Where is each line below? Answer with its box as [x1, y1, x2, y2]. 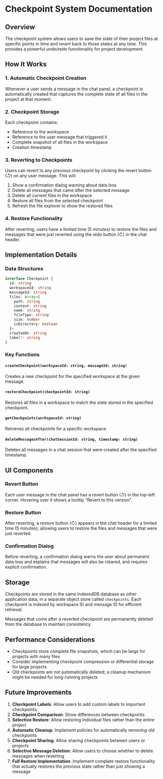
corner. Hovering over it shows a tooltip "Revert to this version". [5, 497, 133, 503]
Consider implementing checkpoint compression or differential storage [12, 659, 154, 665]
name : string [14, 308, 40, 313]
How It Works [5, 60, 47, 69]
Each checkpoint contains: [5, 119, 58, 125]
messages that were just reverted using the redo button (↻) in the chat [5, 231, 147, 237]
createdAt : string [9, 330, 47, 336]
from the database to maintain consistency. [5, 621, 92, 627]
